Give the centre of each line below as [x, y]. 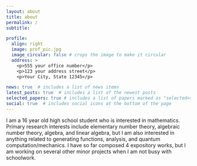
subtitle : [18, 28]
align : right [27, 44]
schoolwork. [21, 157]
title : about [22, 17]
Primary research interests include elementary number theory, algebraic [93, 126]
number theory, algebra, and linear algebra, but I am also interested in [90, 133]
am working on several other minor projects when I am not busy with [89, 151]
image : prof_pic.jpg [36, 50]
